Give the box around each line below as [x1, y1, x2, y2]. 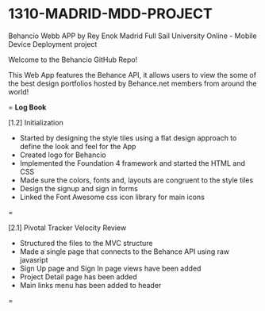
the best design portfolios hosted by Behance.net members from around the [8, 79, 257, 88]
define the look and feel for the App [19, 141, 136, 151]
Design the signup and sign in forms [19, 183, 139, 193]
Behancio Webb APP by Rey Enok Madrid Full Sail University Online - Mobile [8, 31, 257, 40]
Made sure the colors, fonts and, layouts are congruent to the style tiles [19, 175, 254, 185]
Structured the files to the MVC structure [19, 238, 153, 248]
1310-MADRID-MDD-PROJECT [8, 5, 213, 23]
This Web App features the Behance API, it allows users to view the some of [8, 70, 256, 79]
